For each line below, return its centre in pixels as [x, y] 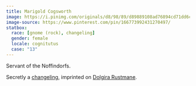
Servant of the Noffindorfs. [38, 66]
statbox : [17, 28]
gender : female [30, 38]
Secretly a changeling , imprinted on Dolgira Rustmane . [71, 77]
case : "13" [24, 49]
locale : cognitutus [35, 44]
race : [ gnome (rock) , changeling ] [53, 33]
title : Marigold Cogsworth [39, 11]
